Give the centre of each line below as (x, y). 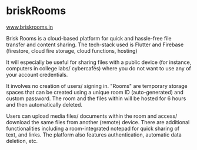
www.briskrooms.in (29, 27)
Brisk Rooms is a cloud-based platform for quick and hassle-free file (89, 38)
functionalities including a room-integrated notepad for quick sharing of (93, 128)
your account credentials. (37, 74)
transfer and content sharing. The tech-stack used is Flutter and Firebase (95, 45)
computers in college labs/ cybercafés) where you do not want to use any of (98, 68)
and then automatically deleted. (44, 104)
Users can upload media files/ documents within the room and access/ (92, 116)
